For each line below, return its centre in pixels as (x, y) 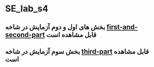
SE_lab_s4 (27, 9)
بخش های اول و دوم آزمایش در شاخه (55, 27)
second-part (25, 34)
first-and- (122, 27)
